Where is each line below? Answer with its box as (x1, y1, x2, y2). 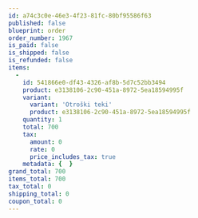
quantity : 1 (22, 116, 62, 124)
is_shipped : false (8, 49, 69, 57)
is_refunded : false (8, 57, 73, 65)
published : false (8, 19, 66, 27)
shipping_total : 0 (8, 189, 69, 198)
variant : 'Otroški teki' (29, 101, 113, 109)
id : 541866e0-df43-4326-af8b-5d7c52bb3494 (22, 78, 166, 86)
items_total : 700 (8, 175, 66, 184)
